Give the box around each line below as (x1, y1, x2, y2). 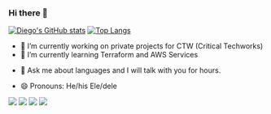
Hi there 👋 (8, 7, 49, 19)
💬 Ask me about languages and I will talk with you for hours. (20, 65, 221, 75)
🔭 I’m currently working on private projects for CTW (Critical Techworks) (20, 41, 264, 51)
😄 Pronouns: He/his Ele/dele (20, 81, 118, 91)
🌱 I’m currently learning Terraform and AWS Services (20, 50, 199, 60)
